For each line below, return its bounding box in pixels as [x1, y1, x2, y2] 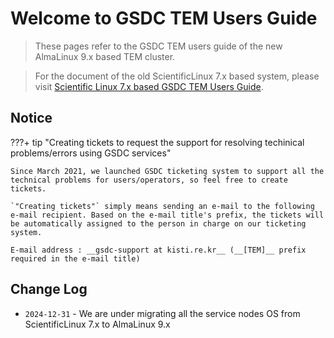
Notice [10, 110, 53, 127]
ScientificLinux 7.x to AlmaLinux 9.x [24, 318, 171, 330]
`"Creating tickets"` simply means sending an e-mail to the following [10, 201, 315, 211]
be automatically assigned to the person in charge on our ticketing [10, 218, 307, 229]
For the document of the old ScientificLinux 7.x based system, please [34, 70, 320, 82]
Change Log [10, 281, 88, 298]
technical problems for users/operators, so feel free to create [10, 175, 288, 185]
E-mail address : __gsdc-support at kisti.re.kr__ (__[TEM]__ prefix [10, 245, 307, 255]
